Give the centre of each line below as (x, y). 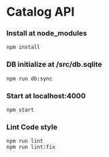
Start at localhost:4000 (46, 96)
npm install (23, 47)
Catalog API (41, 12)
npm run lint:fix (31, 147)
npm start (20, 110)
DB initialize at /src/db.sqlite (54, 64)
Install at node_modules (47, 33)
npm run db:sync (29, 78)
